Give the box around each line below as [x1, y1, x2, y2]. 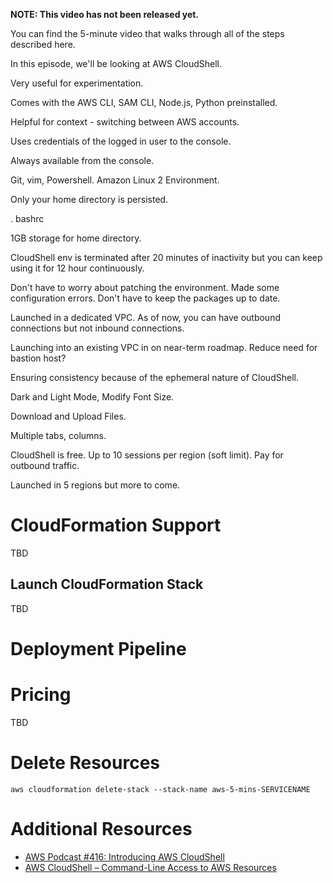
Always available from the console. [10, 155, 155, 166]
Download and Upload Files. [10, 410, 127, 422]
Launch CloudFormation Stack [10, 576, 204, 593]
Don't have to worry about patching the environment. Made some [10, 282, 280, 293]
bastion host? [10, 352, 67, 364]
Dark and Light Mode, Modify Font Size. [10, 391, 175, 403]
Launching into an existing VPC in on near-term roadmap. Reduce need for [10, 342, 318, 353]
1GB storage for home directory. [10, 232, 142, 244]
